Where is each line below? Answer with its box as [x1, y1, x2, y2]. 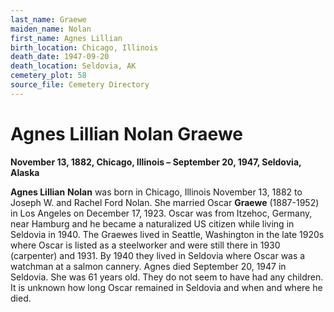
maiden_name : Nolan [10, 24, 92, 34]
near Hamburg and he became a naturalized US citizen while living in [10, 217, 295, 230]
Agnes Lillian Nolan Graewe [10, 122, 243, 145]
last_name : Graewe [10, 14, 87, 25]
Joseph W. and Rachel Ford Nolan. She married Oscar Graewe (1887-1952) [10, 196, 320, 208]
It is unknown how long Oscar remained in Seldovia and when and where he [10, 281, 323, 293]
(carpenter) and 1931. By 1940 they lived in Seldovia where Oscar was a [10, 249, 306, 261]
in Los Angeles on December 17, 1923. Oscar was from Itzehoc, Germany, [10, 207, 313, 219]
